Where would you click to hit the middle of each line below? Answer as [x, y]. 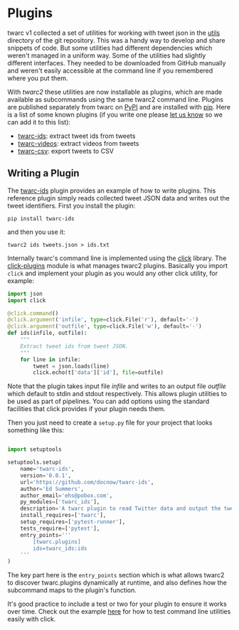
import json [25, 294]
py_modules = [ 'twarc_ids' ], [60, 502]
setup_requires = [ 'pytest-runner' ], [73, 522]
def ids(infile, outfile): [47, 333]
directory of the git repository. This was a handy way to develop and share [116, 40]
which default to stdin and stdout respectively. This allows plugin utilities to [117, 394]
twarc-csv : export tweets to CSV [65, 151]
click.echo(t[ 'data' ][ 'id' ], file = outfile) [98, 373]
